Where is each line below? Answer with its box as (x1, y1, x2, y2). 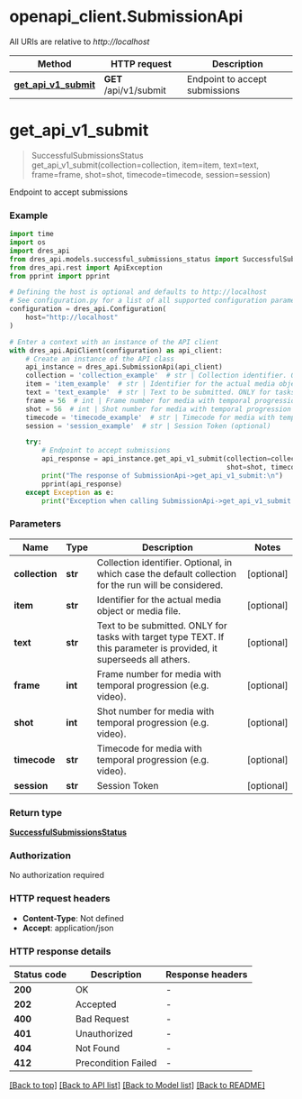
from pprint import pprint (9, 271, 111, 280)
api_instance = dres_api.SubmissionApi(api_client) (25, 362, 223, 371)
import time (9, 230, 54, 239)
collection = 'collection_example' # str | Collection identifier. (25, 371, 288, 380)
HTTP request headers (9, 893, 111, 905)
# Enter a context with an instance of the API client (9, 337, 219, 346)
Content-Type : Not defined (22, 912, 124, 923)
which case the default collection (96, 567, 236, 580)
